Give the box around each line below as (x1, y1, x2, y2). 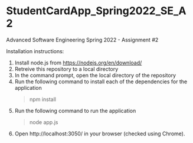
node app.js (29, 118, 58, 125)
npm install (29, 96, 56, 103)
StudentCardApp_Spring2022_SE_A (6, 4, 187, 18)
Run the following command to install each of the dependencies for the (14, 78, 188, 85)
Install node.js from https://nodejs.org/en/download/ (14, 59, 142, 66)
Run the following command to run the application (14, 107, 136, 114)
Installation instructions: (6, 47, 64, 54)
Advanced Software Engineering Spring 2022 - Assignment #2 (6, 36, 159, 43)
